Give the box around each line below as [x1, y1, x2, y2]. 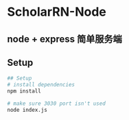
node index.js [7, 106, 48, 113]
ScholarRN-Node [7, 4, 106, 20]
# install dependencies [7, 82, 75, 88]
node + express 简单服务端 [7, 33, 122, 45]
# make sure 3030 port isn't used [7, 100, 106, 107]
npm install [7, 88, 41, 95]
